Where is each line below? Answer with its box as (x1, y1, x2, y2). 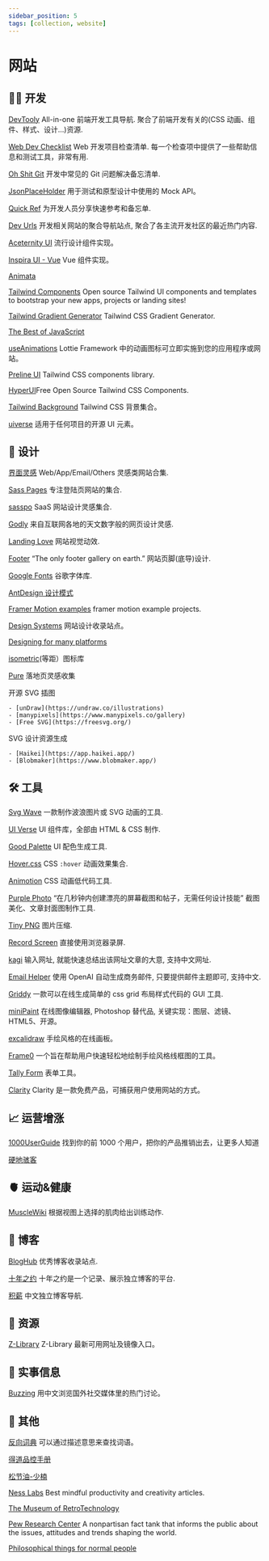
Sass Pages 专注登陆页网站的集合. (8, 485, 123, 495)
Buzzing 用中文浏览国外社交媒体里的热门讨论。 (8, 1388, 166, 1399)
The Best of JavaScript (8, 327, 85, 336)
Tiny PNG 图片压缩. (8, 921, 73, 930)
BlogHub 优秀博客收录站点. (8, 1256, 99, 1266)
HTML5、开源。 (8, 1016, 62, 1027)
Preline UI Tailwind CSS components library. (8, 369, 155, 379)
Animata (8, 271, 36, 281)
